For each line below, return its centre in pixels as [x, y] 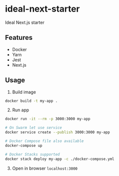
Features [19, 38]
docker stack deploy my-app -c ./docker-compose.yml [60, 159]
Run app [20, 110]
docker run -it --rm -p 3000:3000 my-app [48, 119]
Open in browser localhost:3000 [45, 168]
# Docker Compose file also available [44, 141]
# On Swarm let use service [34, 128]
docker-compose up [24, 145]
